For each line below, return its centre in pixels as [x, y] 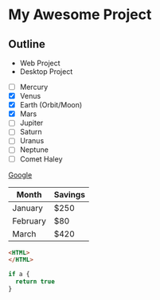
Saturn [31, 132]
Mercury [34, 87]
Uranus [32, 141]
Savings [70, 194]
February [29, 220]
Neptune [34, 150]
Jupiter [31, 123]
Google [20, 175]
